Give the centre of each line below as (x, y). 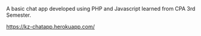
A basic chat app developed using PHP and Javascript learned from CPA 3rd (101, 9)
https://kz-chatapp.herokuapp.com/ (50, 27)
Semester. (19, 15)
